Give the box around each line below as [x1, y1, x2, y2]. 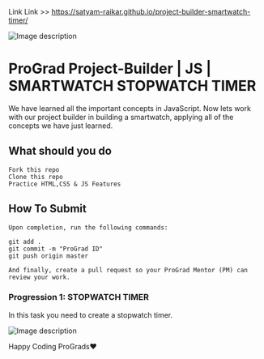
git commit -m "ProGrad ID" [8, 245, 104, 253]
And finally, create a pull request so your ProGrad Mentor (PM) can [8, 266, 249, 274]
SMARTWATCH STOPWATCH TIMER [8, 77, 257, 96]
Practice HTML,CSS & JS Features [8, 180, 121, 188]
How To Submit [8, 202, 87, 216]
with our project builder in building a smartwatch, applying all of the [8, 112, 234, 122]
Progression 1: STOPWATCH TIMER [8, 292, 150, 303]
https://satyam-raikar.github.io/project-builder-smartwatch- [51, 7, 251, 16]
